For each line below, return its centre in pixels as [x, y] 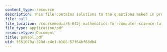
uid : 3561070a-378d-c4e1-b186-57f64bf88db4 [51, 42]
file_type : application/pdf [34, 28]
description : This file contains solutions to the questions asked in [80, 14]
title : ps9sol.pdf [24, 38]
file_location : [21, 24]
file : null [16, 19]
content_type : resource [30, 10]
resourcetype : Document [30, 33]
